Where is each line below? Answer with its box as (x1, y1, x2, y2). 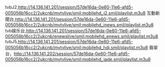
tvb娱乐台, (5, 28, 26, 34)
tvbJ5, (5, 39, 18, 44)
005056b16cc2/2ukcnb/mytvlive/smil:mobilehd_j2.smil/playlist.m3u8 (5, 10, 146, 16)
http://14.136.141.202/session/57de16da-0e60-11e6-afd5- (14, 51, 130, 57)
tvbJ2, (5, 4, 18, 10)
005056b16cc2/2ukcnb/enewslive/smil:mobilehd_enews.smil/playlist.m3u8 (5, 33, 159, 39)
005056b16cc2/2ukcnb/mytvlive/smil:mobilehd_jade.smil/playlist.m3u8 (5, 57, 151, 62)
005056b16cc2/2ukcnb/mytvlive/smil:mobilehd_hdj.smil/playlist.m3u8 (5, 45, 148, 50)
